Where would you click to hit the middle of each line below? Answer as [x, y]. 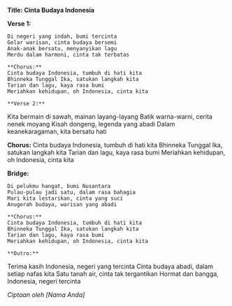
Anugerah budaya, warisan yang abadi [62, 205]
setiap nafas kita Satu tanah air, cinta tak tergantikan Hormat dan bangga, [113, 274]
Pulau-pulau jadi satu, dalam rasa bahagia [72, 192]
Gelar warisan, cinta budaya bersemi [62, 43]
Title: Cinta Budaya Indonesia [51, 10]
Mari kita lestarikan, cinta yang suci [65, 198]
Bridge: [18, 173]
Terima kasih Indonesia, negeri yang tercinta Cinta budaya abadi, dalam [110, 266]
